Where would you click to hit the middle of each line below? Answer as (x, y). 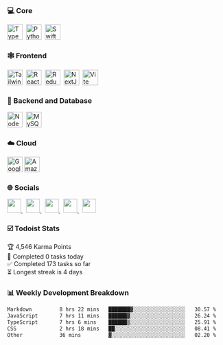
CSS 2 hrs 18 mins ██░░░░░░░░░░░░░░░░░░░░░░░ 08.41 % (111, 329)
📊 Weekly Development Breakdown (68, 292)
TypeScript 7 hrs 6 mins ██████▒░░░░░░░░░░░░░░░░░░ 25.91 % (111, 322)
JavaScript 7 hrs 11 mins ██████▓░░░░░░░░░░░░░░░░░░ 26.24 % (111, 316)
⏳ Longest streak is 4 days (45, 272)
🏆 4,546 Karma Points (39, 246)
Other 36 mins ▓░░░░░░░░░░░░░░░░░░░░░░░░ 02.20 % (111, 335)
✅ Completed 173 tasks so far (49, 263)
